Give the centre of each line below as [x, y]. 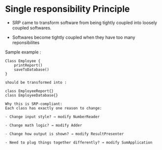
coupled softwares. [32, 27]
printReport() [28, 65]
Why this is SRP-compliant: [34, 104]
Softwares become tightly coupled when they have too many [74, 37]
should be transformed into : [36, 82]
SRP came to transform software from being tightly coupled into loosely [84, 23]
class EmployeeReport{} [29, 91]
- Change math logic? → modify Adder [44, 125]
